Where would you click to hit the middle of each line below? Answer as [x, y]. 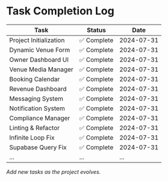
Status [96, 30]
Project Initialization [37, 40]
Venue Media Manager [41, 69]
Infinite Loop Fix [32, 137]
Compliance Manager [40, 118]
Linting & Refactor [35, 128]
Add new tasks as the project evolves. [54, 171]
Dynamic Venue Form [40, 50]
